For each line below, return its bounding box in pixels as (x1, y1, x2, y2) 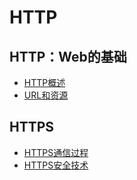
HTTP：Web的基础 (9, 48, 127, 65)
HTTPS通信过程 (23, 146, 89, 158)
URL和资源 (23, 89, 69, 101)
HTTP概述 (23, 77, 66, 88)
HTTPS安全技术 (23, 159, 89, 171)
